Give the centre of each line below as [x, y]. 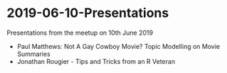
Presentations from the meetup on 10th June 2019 [80, 33]
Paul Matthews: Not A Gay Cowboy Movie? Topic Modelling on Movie [118, 46]
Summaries [33, 54]
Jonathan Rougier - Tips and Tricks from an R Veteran [96, 61]
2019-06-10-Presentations [88, 13]
